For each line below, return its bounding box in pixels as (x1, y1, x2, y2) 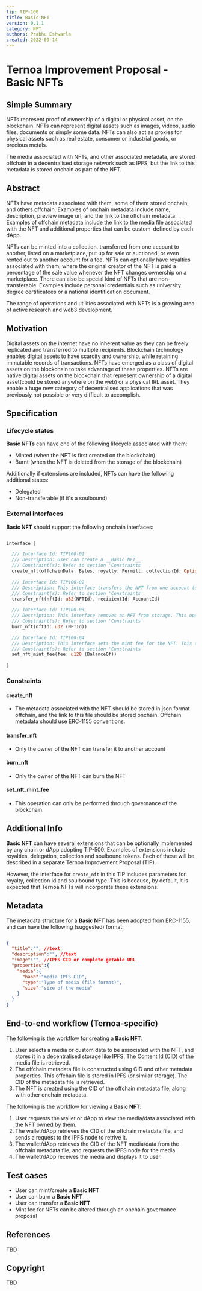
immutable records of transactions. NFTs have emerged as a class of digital (6, 359, 194, 366)
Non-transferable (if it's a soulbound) (14, 494, 108, 502)
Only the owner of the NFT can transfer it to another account (14, 745, 166, 752)
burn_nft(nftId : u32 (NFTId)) (11, 623, 87, 630)
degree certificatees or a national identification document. (6, 288, 150, 295)
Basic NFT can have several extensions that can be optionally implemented (6, 840, 193, 847)
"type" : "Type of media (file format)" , (22, 979, 122, 986)
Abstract (6, 183, 40, 194)
